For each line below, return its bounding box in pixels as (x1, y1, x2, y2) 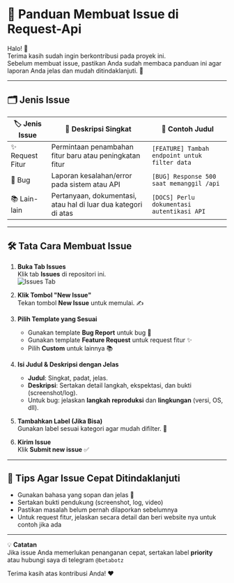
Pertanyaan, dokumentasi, (51, 191, 137, 200)
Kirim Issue (17, 438, 52, 446)
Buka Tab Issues (17, 262, 66, 271)
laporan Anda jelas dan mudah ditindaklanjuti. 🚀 (7, 66, 144, 75)
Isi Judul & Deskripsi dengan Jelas (17, 360, 119, 369)
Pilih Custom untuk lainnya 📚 (27, 344, 114, 352)
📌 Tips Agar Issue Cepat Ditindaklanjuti (7, 472, 180, 484)
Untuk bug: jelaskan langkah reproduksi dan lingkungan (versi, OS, (27, 396, 224, 404)
